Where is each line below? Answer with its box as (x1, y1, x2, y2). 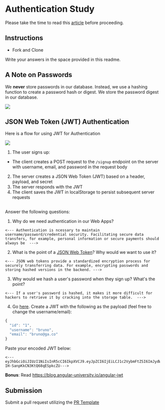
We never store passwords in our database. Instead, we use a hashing (5, 83, 148, 89)
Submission (5, 386, 43, 395)
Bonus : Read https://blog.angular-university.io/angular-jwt (5, 372, 124, 378)
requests (12, 194, 30, 200)
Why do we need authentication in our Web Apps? (12, 218, 114, 224)
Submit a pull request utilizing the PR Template (5, 399, 100, 405)
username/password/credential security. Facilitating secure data (5, 232, 144, 237)
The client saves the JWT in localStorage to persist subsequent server (12, 189, 155, 195)
